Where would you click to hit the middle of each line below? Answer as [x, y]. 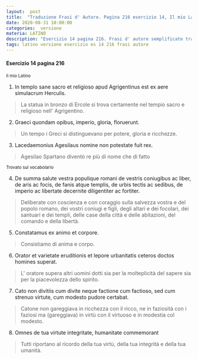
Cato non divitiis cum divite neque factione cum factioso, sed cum [95, 291]
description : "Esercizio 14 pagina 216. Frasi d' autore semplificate [95, 39]
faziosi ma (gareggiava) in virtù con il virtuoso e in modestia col [98, 315]
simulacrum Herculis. [40, 93]
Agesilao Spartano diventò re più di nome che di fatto [85, 156]
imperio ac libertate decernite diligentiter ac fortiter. [77, 191]
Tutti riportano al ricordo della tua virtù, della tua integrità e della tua [103, 344]
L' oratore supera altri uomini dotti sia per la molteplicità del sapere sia [106, 273]
